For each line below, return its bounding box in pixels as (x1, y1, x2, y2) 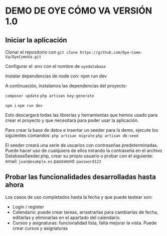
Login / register (12, 204, 44, 210)
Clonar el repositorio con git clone (5, 49, 78, 55)
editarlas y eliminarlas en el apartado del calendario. (12, 214, 121, 220)
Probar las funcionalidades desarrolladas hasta (5, 173, 156, 181)
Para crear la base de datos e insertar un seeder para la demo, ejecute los (5, 127, 158, 133)
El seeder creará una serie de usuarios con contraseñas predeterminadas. (5, 142, 158, 148)
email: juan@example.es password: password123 (5, 159, 101, 164)
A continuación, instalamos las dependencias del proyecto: (5, 83, 127, 89)
